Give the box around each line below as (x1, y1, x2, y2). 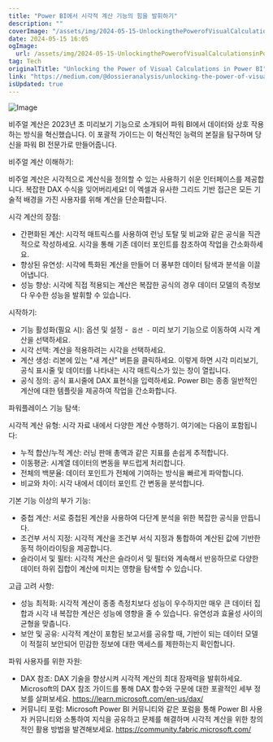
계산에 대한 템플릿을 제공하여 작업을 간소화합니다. (19, 386, 177, 395)
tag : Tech (8, 58, 42, 66)
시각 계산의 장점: (8, 212, 61, 221)
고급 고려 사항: (8, 581, 54, 591)
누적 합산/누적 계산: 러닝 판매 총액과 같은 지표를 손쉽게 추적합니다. (19, 447, 229, 457)
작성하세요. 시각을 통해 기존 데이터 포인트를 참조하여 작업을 (41, 239, 229, 249)
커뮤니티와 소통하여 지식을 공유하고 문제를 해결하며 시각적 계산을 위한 (28, 714, 249, 724)
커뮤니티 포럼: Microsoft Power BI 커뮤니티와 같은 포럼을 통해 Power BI (19, 704, 248, 714)
